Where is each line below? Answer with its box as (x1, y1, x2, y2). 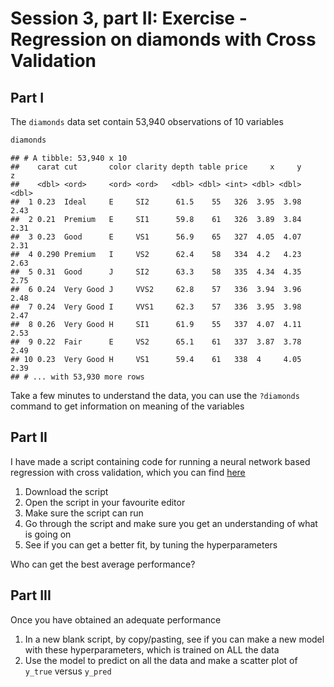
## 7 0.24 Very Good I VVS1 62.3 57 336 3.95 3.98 (10, 302, 302, 312)
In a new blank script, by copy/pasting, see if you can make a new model (24, 633, 325, 645)
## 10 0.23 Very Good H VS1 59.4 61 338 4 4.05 (10, 354, 302, 364)
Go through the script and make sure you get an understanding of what (24, 517, 318, 529)
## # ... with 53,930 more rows (10, 372, 145, 382)
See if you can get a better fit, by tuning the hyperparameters (24, 538, 278, 551)
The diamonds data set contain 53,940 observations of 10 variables (10, 116, 284, 127)
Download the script (24, 485, 109, 497)
